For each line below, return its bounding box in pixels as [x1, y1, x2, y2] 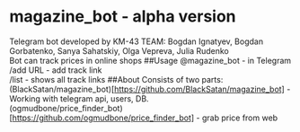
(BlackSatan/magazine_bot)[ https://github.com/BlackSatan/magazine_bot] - [9, 84, 291, 94]
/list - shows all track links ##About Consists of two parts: [9, 74, 224, 84]
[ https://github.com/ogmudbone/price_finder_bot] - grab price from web [9, 112, 278, 123]
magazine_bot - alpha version [9, 6, 236, 27]
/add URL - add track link [9, 65, 102, 75]
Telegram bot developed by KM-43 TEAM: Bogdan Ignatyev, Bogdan [9, 36, 263, 47]
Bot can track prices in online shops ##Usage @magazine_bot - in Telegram [9, 55, 292, 66]
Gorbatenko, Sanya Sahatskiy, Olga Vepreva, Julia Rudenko [9, 45, 229, 56]
